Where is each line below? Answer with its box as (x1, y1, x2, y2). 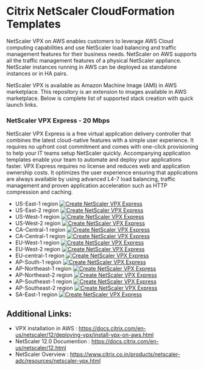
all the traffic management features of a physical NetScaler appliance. (6, 57, 182, 64)
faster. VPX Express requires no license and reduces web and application (6, 163, 191, 170)
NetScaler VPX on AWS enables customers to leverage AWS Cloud (6, 37, 174, 44)
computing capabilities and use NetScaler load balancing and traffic (6, 44, 177, 51)
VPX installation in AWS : (15, 325, 77, 332)
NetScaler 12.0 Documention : (15, 338, 90, 345)
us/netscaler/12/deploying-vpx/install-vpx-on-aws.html (15, 331, 154, 339)
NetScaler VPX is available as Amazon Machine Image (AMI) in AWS (6, 81, 177, 89)
